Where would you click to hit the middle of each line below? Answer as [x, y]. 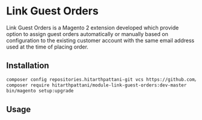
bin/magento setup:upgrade [40, 91]
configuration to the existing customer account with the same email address [100, 40]
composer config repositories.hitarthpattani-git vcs [75, 79]
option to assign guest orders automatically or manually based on [87, 34]
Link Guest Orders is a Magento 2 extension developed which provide [93, 28]
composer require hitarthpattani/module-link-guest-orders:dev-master [96, 85]
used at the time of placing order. [47, 47]
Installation [28, 66]
